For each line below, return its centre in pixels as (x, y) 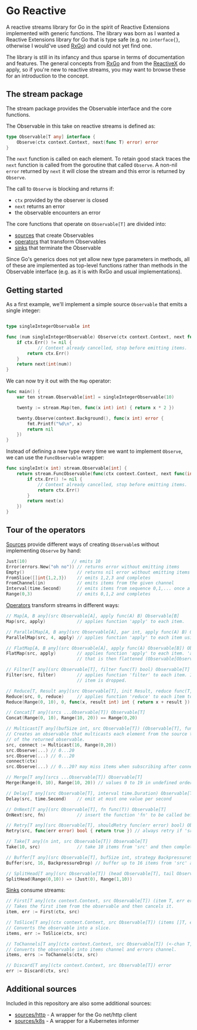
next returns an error (40, 206)
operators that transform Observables (60, 242)
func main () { (23, 392)
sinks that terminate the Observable (58, 248)
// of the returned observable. (45, 739)
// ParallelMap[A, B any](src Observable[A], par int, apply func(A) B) (97, 632)
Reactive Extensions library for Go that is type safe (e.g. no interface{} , (93, 39)
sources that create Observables (54, 235)
